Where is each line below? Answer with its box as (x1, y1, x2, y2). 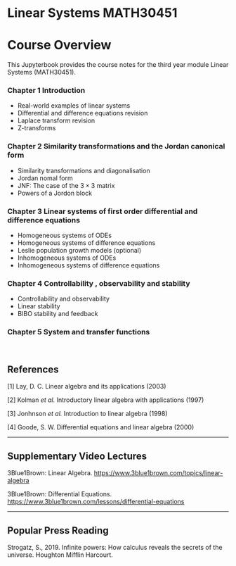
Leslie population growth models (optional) (17, 246, 142, 255)
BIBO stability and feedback (17, 310, 98, 318)
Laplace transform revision (17, 116, 96, 125)
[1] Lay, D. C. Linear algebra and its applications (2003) (7, 382, 166, 391)
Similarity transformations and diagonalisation (17, 166, 150, 175)
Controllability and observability (17, 294, 110, 303)
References (7, 364, 59, 375)
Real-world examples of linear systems (17, 101, 131, 110)
